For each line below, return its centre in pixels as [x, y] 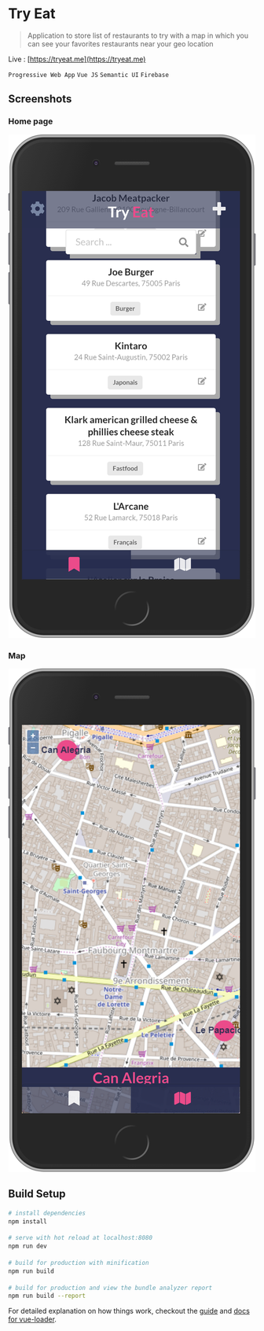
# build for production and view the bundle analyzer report [110, 1288]
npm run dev [27, 1246]
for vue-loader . [33, 1319]
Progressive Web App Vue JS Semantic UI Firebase [88, 75]
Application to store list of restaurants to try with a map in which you [138, 35]
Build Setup [37, 1194]
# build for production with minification [79, 1263]
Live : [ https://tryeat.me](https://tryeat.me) [77, 59]
